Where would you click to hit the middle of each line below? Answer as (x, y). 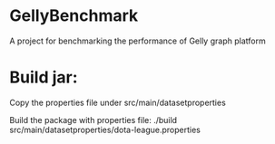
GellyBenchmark (74, 16)
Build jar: (44, 77)
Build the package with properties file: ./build (93, 120)
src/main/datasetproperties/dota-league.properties (105, 130)
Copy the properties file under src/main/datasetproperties (118, 102)
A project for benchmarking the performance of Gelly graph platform (137, 41)
